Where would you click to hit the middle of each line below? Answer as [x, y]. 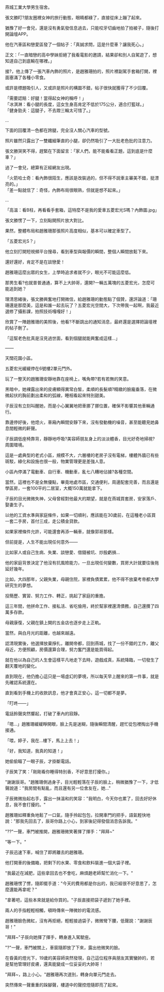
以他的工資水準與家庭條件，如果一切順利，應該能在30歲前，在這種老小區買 [81, 515]
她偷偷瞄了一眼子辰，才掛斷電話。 [39, 761]
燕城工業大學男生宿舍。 [29, 7]
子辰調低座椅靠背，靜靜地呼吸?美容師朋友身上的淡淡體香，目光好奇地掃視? [80, 439]
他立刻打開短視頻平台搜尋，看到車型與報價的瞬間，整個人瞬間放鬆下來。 [78, 251]
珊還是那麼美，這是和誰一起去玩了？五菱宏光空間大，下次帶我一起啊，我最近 [82, 305]
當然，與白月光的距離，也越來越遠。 [41, 633]
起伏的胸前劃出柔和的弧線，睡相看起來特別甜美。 [58, 395]
